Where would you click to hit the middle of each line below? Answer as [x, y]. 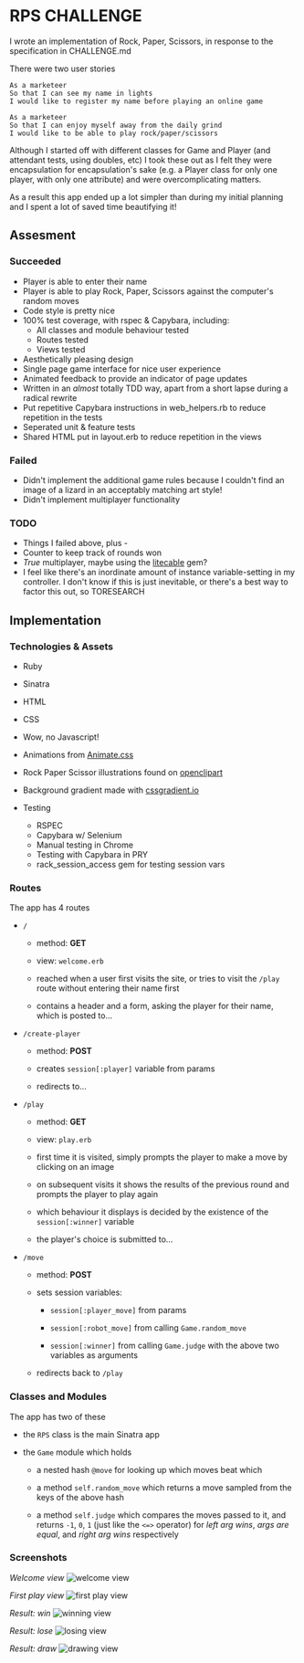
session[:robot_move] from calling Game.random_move [148, 1328]
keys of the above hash [80, 1497]
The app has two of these [58, 1416]
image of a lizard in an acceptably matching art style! [122, 489]
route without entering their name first [108, 988]
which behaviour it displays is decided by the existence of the [152, 1212]
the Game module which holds [77, 1452]
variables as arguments [94, 1355]
